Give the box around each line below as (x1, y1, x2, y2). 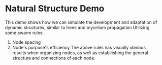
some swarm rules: (5, 30, 44, 35)
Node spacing (12, 39, 41, 45)
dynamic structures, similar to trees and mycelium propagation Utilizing (5, 24, 150, 30)
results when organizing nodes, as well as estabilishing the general (12, 50, 149, 56)
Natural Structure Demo (5, 3, 105, 14)
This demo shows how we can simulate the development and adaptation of (5, 19, 158, 25)
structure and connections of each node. (12, 55, 96, 61)
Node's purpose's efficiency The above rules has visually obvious (12, 44, 146, 50)
